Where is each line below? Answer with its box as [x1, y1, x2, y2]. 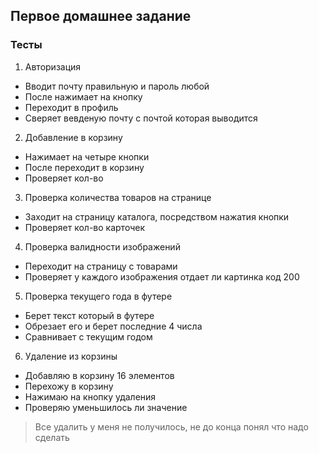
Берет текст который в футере [24, 309, 155, 321]
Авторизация [24, 60, 82, 73]
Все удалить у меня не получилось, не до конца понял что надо [34, 420, 309, 433]
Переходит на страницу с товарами [24, 260, 178, 272]
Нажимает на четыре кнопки [24, 150, 150, 163]
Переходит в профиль [24, 101, 119, 113]
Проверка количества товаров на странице [24, 191, 212, 203]
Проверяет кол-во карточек [24, 221, 145, 233]
